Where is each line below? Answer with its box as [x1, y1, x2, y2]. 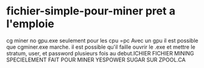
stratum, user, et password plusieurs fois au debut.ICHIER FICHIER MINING [6, 49, 194, 57]
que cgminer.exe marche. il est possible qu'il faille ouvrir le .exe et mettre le [6, 43, 196, 51]
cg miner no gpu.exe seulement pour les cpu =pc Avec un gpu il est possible [6, 37, 199, 44]
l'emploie [6, 17, 55, 31]
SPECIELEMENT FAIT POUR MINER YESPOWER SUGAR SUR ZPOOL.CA [6, 56, 186, 63]
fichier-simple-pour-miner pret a [6, 4, 175, 18]
